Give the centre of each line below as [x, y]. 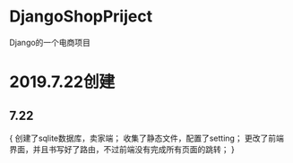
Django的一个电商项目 [50, 42]
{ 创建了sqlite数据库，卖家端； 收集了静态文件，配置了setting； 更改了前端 [147, 138]
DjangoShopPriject [81, 17]
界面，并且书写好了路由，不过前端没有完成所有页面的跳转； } [122, 149]
